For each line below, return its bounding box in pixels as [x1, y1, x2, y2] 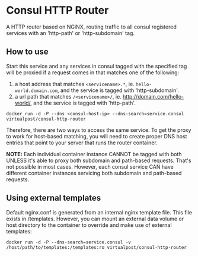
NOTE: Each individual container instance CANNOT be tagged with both [6, 150, 182, 157]
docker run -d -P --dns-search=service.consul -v [6, 239, 132, 245]
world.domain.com [14, 87, 58, 94]
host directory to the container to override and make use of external [6, 221, 172, 229]
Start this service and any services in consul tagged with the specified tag [6, 62, 187, 69]
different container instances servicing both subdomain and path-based [6, 169, 182, 176]
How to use [6, 47, 49, 57]
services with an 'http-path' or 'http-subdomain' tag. [6, 29, 135, 36]
